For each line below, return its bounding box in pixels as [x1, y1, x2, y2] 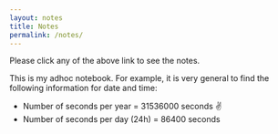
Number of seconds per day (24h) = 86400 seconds [22, 114, 221, 125]
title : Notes [9, 22, 59, 31]
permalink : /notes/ [9, 30, 84, 39]
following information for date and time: [9, 83, 158, 94]
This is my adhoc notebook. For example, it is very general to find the [9, 73, 270, 84]
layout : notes [9, 13, 64, 23]
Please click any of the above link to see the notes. [9, 56, 201, 67]
